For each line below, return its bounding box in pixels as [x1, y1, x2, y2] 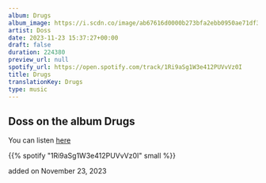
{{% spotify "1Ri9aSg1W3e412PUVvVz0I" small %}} [8, 151, 177, 161]
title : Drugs [8, 71, 51, 78]
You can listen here [8, 135, 71, 145]
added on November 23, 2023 [8, 166, 107, 176]
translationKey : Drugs [8, 78, 83, 86]
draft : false [8, 41, 51, 49]
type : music [8, 85, 47, 93]
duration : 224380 [8, 48, 66, 56]
